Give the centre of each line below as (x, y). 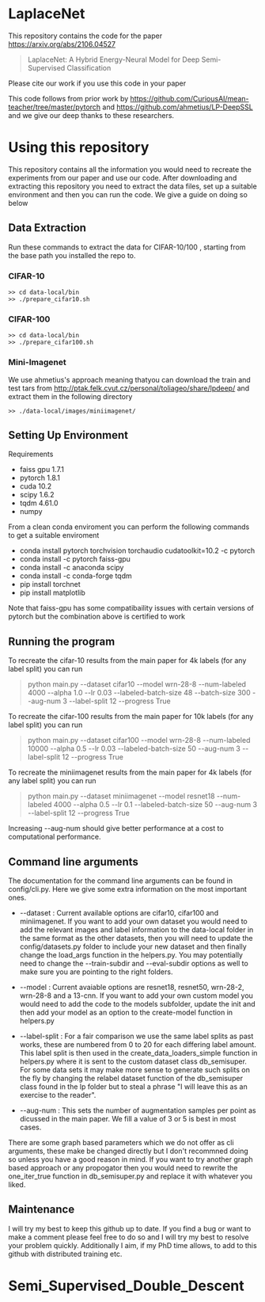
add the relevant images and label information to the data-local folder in (136, 930)
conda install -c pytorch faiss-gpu (75, 559)
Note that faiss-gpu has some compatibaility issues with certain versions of (131, 608)
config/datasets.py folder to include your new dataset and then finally (133, 946)
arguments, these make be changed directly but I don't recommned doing (129, 1151)
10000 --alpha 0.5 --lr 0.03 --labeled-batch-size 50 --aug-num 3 (134, 748)
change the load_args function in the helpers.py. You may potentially (131, 955)
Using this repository (79, 148)
